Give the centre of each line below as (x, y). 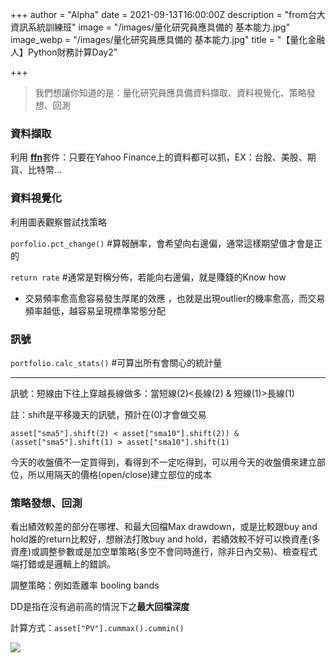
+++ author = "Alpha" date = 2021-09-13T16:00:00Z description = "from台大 (168, 14)
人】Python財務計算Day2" (64, 52)
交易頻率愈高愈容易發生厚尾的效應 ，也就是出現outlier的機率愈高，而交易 (175, 298)
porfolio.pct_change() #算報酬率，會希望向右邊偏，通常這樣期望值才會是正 (166, 243)
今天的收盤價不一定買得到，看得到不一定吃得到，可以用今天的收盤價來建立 (163, 462)
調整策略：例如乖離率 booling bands (85, 585)
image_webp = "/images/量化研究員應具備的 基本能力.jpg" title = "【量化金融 (168, 39)
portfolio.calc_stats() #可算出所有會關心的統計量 (116, 362)
